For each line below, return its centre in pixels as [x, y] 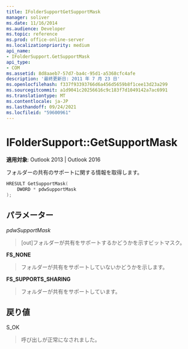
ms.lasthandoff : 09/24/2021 [41, 107]
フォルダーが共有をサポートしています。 [71, 291]
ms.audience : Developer [36, 29]
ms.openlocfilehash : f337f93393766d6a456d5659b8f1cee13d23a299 [87, 85]
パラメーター [30, 215]
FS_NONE [19, 255]
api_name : [19, 51]
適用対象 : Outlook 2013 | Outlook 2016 [53, 159]
